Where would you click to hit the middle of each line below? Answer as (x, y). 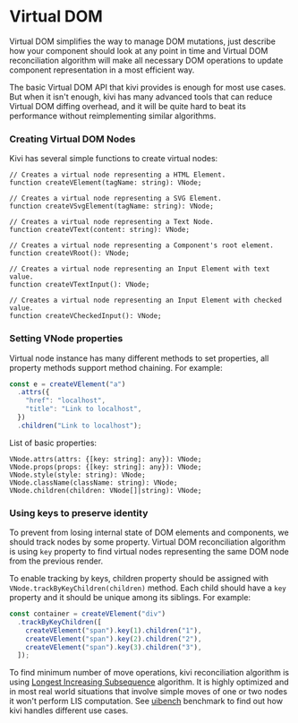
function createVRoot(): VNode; (69, 254)
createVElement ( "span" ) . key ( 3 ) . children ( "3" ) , (114, 647)
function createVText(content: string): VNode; (100, 230)
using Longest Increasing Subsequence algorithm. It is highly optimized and (149, 682)
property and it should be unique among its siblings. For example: (130, 598)
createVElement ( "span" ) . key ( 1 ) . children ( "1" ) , (114, 630)
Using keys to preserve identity (79, 512)
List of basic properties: (53, 443)
